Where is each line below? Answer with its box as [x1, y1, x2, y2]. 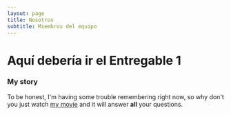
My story [7, 77, 38, 87]
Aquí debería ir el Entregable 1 [7, 52, 181, 68]
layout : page [7, 10, 45, 17]
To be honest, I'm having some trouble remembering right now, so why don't [7, 92, 224, 101]
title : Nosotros [7, 17, 54, 23]
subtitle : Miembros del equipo [7, 23, 97, 30]
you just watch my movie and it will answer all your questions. [7, 100, 183, 108]
